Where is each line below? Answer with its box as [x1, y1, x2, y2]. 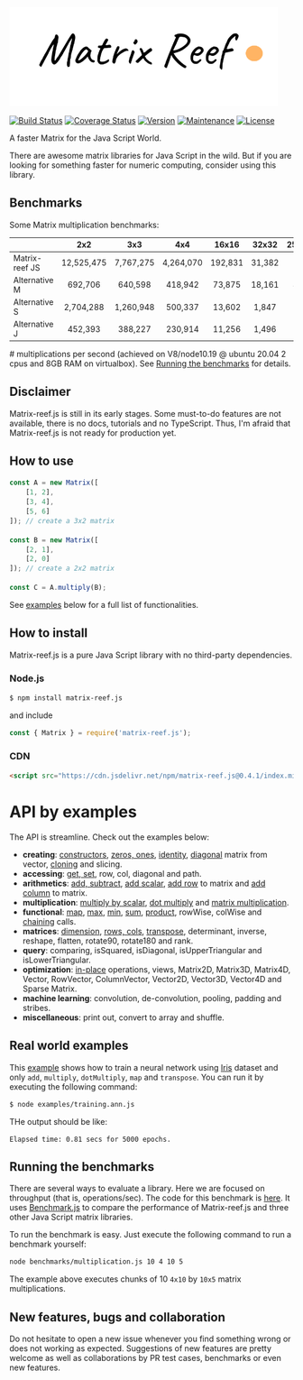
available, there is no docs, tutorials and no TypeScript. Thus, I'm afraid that [9, 418, 291, 428]
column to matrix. [22, 887, 88, 898]
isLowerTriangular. [22, 954, 92, 965]
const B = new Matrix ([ [9, 535, 99, 545]
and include [9, 710, 53, 721]
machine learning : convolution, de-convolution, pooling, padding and [22, 992, 282, 1003]
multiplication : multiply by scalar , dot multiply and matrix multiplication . [22, 897, 289, 907]
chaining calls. [22, 915, 77, 926]
